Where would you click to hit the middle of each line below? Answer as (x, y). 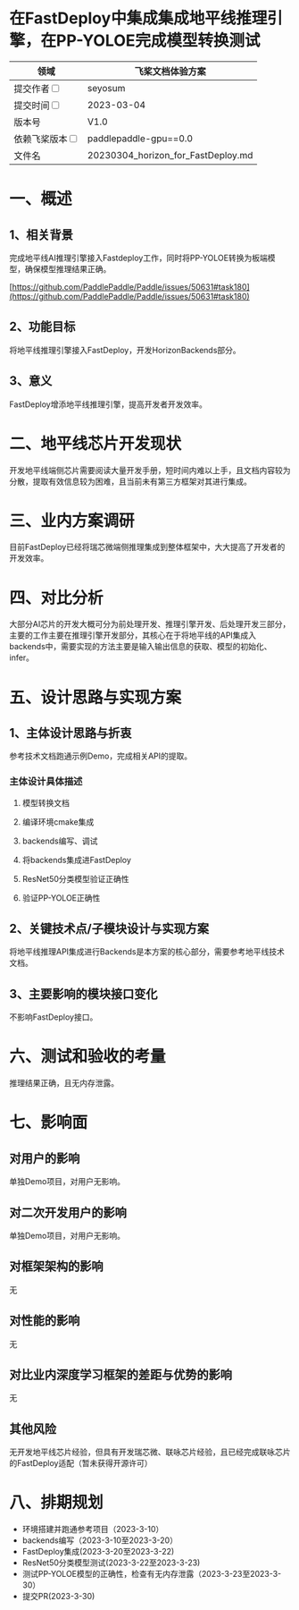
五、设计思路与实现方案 (96, 697)
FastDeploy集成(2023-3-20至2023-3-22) (98, 1552)
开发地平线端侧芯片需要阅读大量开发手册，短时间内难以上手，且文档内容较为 (150, 470)
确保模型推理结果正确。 (68, 268)
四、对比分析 (57, 598)
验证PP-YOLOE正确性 (61, 898)
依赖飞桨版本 (41, 139)
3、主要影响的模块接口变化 (83, 994)
